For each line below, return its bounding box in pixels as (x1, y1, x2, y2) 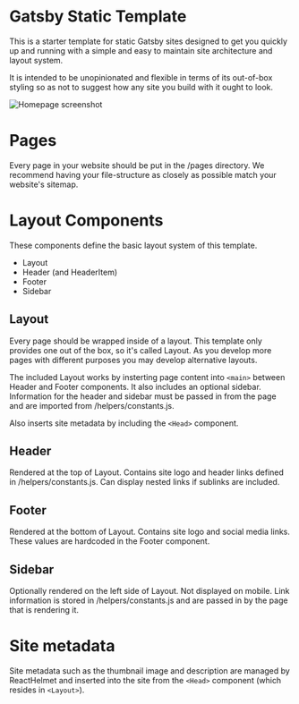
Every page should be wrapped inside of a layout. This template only (9, 335, 262, 346)
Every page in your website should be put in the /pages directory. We (9, 159, 265, 171)
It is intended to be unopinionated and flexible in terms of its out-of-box (9, 72, 273, 82)
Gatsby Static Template (9, 6, 187, 27)
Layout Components (9, 210, 164, 231)
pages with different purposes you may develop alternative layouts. (9, 354, 258, 365)
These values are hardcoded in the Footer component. (9, 536, 210, 547)
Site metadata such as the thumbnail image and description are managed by (9, 666, 291, 676)
